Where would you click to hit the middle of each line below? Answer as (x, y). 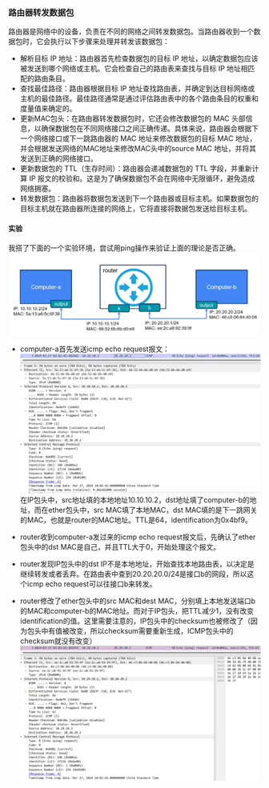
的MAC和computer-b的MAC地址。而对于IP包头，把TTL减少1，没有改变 (137, 610)
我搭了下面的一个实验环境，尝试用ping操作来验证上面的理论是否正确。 (124, 248)
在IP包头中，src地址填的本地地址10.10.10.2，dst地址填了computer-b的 (135, 500)
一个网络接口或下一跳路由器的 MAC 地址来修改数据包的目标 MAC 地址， (138, 138)
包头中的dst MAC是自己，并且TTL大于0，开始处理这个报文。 (120, 546)
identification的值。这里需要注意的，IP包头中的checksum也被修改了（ (135, 621)
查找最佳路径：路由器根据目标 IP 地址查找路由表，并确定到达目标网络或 (137, 89)
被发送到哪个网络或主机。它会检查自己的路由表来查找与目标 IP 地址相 (134, 69)
